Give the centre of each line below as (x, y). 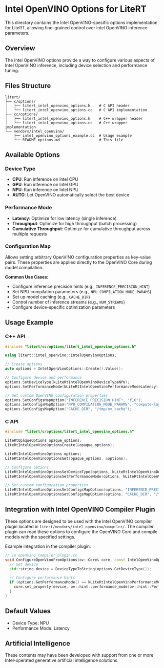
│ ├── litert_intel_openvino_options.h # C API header (68, 106)
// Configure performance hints (42, 578)
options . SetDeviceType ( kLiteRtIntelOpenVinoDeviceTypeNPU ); (68, 382)
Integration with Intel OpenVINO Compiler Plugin (80, 509)
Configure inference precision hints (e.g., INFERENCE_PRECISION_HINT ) (81, 286)
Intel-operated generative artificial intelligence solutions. (62, 660)
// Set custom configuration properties (47, 485)
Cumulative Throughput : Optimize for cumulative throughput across (81, 229)
